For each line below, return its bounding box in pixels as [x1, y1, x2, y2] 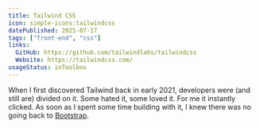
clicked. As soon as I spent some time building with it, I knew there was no [8, 102, 252, 111]
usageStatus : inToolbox [8, 64, 87, 72]
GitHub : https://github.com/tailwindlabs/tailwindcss [15, 48, 197, 56]
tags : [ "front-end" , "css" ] [8, 33, 102, 42]
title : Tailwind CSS [8, 11, 77, 20]
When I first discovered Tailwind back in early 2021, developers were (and [8, 85, 251, 95]
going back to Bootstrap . [8, 111, 90, 120]
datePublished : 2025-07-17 [8, 26, 98, 34]
